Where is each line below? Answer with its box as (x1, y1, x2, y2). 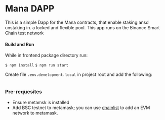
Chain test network (5, 30, 44, 36)
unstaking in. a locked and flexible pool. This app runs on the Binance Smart (5, 24, 160, 30)
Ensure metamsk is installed (12, 100, 70, 106)
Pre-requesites (5, 88, 42, 95)
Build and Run (5, 41, 35, 47)
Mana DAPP (5, 3, 54, 14)
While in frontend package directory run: (5, 53, 88, 59)
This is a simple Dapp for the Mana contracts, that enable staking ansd (5, 19, 149, 25)
